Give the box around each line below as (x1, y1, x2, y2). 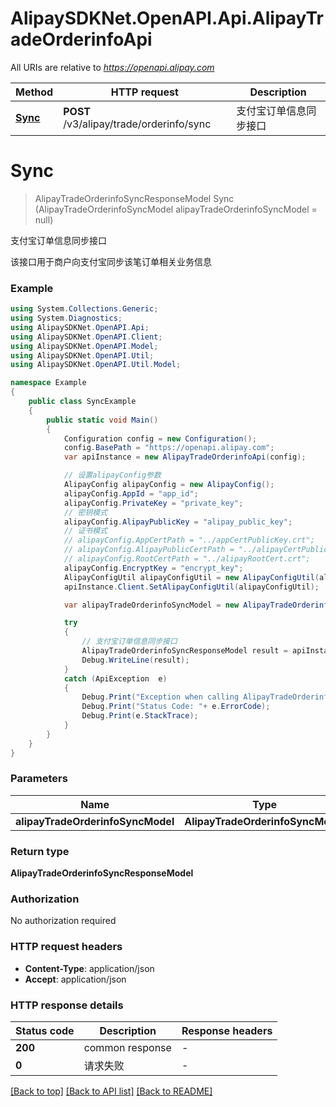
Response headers (181, 1024, 273, 1038)
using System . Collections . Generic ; (10, 304, 159, 314)
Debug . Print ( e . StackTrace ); (81, 711, 199, 721)
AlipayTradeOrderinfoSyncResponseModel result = (81, 646, 288, 656)
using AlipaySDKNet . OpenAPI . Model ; (10, 341, 159, 351)
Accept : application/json (24, 973, 127, 985)
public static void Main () (46, 415, 159, 425)
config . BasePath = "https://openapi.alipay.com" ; (63, 443, 275, 453)
